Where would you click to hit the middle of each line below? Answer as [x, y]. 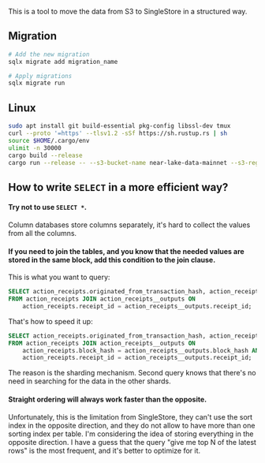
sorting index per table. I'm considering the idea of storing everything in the [131, 434]
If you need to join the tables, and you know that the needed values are [126, 251]
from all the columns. [43, 233]
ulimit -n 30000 [35, 148]
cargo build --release [45, 155]
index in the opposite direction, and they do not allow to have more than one [132, 425]
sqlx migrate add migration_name [63, 62]
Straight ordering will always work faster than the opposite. [108, 399]
